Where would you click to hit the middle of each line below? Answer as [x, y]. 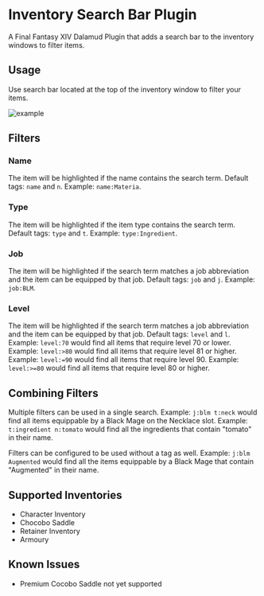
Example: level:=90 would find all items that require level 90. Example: [124, 360]
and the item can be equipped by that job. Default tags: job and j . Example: [132, 279]
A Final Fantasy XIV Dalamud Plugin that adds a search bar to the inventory [131, 37]
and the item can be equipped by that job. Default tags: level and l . [119, 334]
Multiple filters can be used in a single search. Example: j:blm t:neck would [133, 412]
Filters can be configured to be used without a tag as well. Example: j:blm [129, 453]
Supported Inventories [65, 495]
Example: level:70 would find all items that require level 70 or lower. [120, 343]
